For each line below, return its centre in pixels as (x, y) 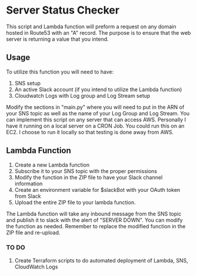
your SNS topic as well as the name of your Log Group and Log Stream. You (98, 113)
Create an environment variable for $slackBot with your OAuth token (97, 189)
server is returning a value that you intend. (57, 39)
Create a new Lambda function (52, 165)
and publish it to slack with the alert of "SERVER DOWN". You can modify (95, 220)
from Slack (28, 196)
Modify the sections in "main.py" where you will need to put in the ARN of (95, 107)
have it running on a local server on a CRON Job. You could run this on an (95, 126)
